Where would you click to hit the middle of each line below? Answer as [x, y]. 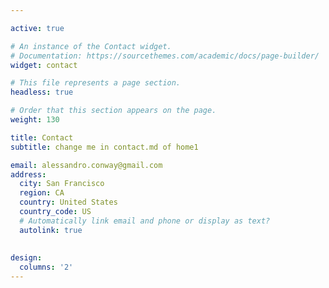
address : [28, 174]
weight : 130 [35, 120]
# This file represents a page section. [96, 83]
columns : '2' [46, 267]
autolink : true [51, 230]
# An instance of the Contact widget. [91, 46]
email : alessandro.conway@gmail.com [86, 165]
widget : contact [44, 65]
